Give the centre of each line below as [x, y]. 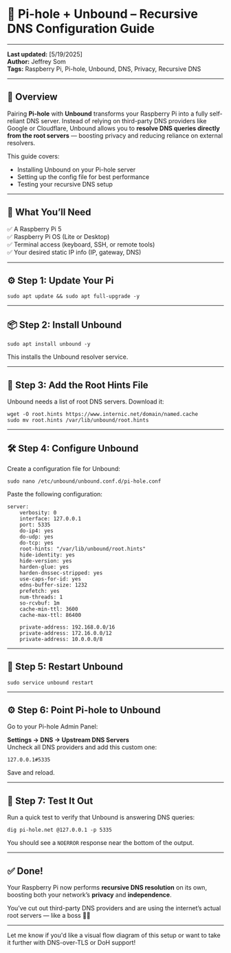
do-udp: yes [36, 536]
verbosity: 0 [38, 512]
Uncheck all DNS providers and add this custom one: [82, 747]
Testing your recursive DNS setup [65, 184]
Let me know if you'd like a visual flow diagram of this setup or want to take [114, 935]
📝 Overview [32, 97]
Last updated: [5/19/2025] [45, 54]
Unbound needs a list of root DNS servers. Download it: [86, 401]
